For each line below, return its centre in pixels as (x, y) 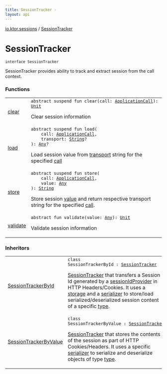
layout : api (17, 14)
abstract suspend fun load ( (64, 129)
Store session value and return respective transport (91, 199)
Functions (17, 89)
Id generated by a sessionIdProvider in (113, 281)
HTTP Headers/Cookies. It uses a (107, 288)
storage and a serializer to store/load (111, 294)
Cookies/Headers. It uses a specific (109, 347)
